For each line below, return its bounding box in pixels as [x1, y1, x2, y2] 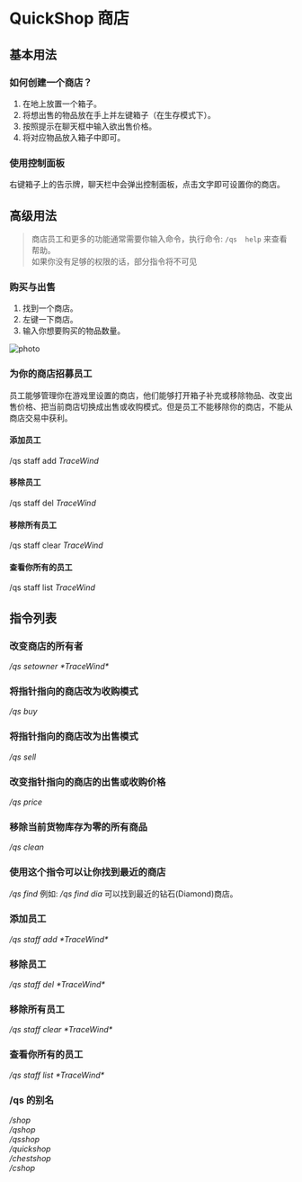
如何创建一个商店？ [9, 76, 93, 88]
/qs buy [9, 706, 38, 717]
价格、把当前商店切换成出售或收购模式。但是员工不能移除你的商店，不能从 [16, 401, 293, 412]
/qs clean [9, 841, 45, 852]
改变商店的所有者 [9, 640, 84, 652]
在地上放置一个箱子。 [22, 98, 102, 109]
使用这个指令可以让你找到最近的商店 [9, 866, 166, 878]
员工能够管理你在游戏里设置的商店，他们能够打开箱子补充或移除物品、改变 [9, 389, 285, 401]
